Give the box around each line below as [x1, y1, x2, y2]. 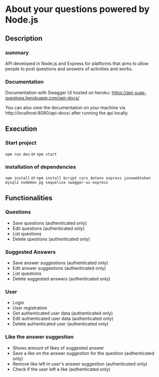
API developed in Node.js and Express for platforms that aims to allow [5, 60, 149, 66]
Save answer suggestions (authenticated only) [12, 260, 108, 266]
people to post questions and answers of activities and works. [5, 66, 133, 72]
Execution [5, 124, 37, 133]
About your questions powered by [5, 4, 150, 15]
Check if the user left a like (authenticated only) [12, 366, 111, 372]
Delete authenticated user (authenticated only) [12, 321, 109, 327]
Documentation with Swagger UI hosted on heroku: [5, 90, 111, 96]
